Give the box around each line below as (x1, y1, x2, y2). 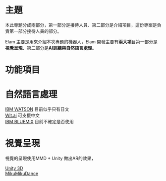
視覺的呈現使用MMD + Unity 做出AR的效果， (5, 155, 96, 161)
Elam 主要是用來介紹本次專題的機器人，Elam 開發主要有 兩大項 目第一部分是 (5, 38, 158, 45)
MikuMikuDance (5, 171, 39, 177)
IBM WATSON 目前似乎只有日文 (5, 106, 69, 112)
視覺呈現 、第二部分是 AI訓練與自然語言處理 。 (5, 45, 97, 51)
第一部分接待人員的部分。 (9, 28, 62, 34)
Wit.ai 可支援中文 (5, 112, 40, 118)
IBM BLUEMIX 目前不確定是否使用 (5, 119, 74, 125)
